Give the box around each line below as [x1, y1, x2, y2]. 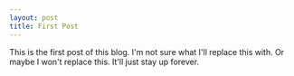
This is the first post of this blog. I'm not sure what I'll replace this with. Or [9, 46, 285, 57]
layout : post [9, 13, 59, 23]
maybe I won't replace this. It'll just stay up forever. [9, 56, 200, 67]
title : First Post [9, 22, 79, 31]
